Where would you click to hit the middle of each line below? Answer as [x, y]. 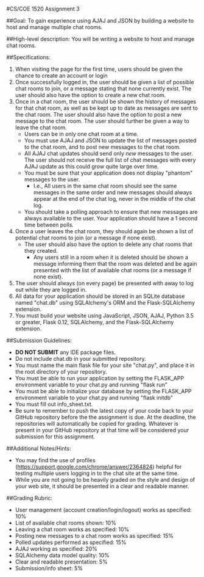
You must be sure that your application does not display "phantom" [108, 173]
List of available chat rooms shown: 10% [66, 523]
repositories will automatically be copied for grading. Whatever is [97, 423]
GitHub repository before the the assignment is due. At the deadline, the [105, 417]
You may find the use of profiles [55, 460]
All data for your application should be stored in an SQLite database [100, 296]
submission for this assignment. [55, 437]
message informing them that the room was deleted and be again [115, 264]
